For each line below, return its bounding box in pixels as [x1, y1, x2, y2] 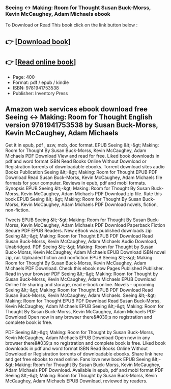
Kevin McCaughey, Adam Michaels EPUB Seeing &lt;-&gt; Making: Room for [5, 303, 164, 309]
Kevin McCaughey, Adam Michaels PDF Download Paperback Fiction [21, 222, 165, 228]
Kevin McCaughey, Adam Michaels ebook [5, 10, 110, 17]
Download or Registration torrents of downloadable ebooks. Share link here [5, 351, 163, 357]
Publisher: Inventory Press [12, 90, 68, 96]
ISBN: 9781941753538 [12, 84, 60, 91]
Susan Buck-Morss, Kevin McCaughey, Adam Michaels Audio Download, [5, 238, 158, 245]
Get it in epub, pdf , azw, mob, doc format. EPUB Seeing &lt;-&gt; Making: [5, 142, 159, 148]
